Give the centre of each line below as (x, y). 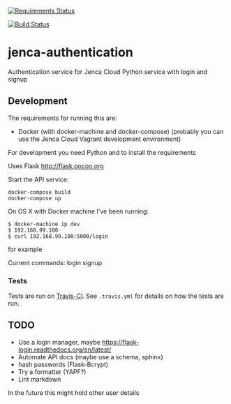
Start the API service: (38, 179)
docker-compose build (39, 192)
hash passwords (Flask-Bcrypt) (63, 364)
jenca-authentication (70, 53)
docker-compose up (35, 198)
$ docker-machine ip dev (44, 224)
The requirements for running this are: (62, 118)
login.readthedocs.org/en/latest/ (65, 350)
